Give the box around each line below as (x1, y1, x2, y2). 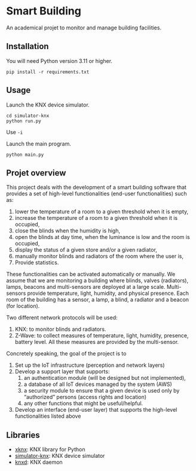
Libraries (6, 430, 40, 440)
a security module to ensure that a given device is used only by (23, 387, 180, 394)
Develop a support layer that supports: (14, 368, 110, 375)
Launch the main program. (6, 140, 72, 147)
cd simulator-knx (6, 113, 50, 119)
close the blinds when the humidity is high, (14, 227, 121, 234)
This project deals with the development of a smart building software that (6, 184, 187, 191)
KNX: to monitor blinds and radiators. (14, 325, 106, 333)
